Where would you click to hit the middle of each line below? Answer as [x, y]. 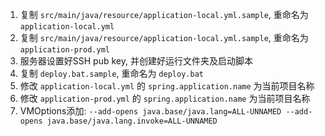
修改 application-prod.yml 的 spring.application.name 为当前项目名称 [165, 98]
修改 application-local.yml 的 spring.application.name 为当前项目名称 [167, 86]
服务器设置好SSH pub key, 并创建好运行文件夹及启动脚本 [136, 61]
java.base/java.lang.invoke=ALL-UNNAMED [132, 121]
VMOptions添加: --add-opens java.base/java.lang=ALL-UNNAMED [150, 111]
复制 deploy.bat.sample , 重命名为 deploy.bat [111, 73]
